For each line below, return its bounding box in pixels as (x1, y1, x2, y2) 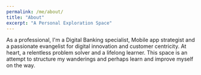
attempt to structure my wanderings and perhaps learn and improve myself (6, 55, 194, 63)
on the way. (6, 62, 35, 69)
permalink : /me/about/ (6, 8, 64, 15)
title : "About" (6, 14, 45, 20)
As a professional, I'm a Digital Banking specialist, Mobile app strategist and (6, 37, 196, 44)
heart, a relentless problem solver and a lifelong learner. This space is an (6, 49, 188, 56)
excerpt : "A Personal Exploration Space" (6, 20, 113, 26)
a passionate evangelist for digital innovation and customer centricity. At (6, 43, 186, 50)
